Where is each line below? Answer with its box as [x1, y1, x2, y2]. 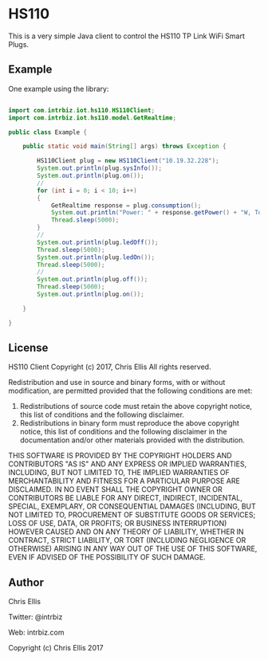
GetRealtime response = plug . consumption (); [50, 201, 202, 210]
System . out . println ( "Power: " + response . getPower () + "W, [50, 209, 251, 217]
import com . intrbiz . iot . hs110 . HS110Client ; [8, 106, 156, 114]
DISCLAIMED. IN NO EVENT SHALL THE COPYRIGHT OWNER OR [8, 485, 223, 494]
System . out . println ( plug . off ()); [37, 276, 148, 284]
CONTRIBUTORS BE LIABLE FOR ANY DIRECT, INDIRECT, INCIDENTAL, [8, 493, 243, 503]
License [8, 341, 49, 355]
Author [8, 576, 44, 589]
